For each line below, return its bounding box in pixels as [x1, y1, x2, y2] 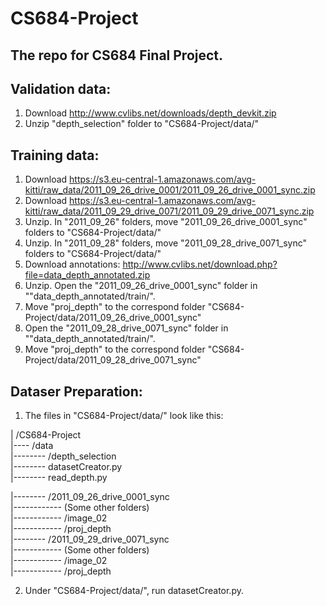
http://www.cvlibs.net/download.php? [122, 258, 278, 271]
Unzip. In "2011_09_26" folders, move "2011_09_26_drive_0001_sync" [24, 216, 308, 228]
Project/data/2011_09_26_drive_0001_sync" [24, 312, 202, 324]
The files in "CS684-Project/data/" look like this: [24, 410, 224, 422]
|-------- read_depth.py [10, 472, 108, 484]
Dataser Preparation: [10, 383, 143, 400]
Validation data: [10, 80, 112, 97]
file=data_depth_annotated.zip [24, 269, 151, 281]
